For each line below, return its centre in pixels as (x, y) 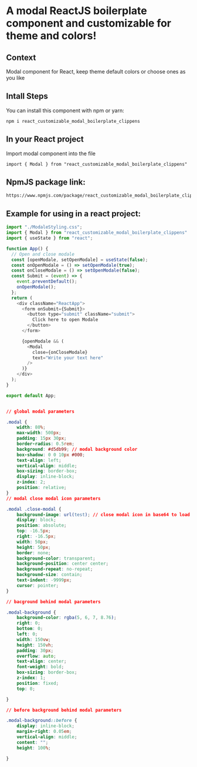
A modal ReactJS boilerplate (77, 11)
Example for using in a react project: (74, 214)
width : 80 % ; (31, 427)
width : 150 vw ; (34, 639)
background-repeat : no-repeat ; (55, 569)
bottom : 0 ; (30, 629)
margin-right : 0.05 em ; (44, 732)
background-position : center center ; (63, 564)
